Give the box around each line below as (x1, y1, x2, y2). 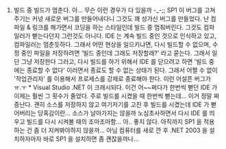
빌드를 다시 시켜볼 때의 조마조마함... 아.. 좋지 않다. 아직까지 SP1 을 (26, 117, 202, 126)
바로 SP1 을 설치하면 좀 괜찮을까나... (43, 135, 139, 143)
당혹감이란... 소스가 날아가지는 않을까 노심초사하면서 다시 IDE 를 (37, 109, 208, 117)
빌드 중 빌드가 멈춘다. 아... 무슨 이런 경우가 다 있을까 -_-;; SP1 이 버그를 (13, 6, 203, 14)
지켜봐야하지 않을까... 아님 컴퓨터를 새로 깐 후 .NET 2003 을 (47, 126, 208, 134)
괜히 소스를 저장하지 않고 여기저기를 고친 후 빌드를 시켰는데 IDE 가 (34, 100, 210, 108)
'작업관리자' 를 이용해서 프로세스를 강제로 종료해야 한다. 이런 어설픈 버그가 (13, 75, 211, 82)
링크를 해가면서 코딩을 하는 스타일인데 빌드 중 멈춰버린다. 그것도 (32, 23, 202, 31)
